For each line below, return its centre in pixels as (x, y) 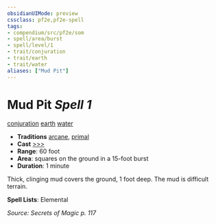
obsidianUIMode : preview (43, 13)
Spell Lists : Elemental (38, 200)
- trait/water (27, 64)
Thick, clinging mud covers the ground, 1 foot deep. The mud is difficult (108, 179)
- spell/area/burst (35, 39)
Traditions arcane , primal (53, 137)
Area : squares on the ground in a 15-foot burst (83, 159)
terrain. (17, 186)
